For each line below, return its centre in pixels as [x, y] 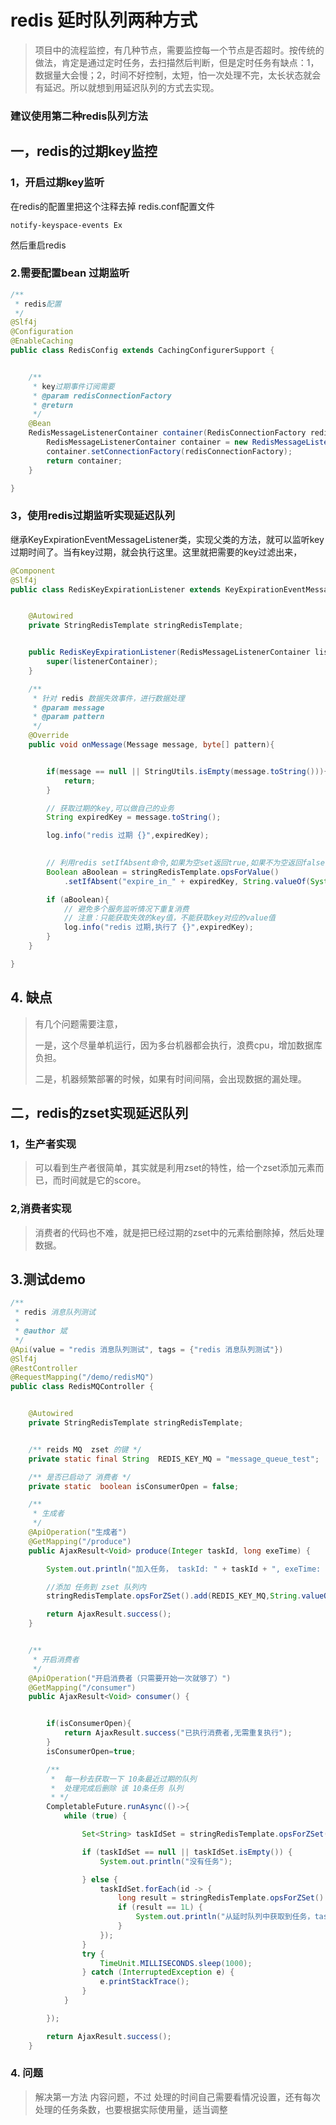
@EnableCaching [42, 341]
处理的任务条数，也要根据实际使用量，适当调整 [131, 2109]
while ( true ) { [95, 1816]
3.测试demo [48, 1279]
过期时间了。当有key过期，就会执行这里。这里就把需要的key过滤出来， [156, 552]
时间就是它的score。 [104, 1180]
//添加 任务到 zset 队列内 [96, 1587]
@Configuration [42, 332]
